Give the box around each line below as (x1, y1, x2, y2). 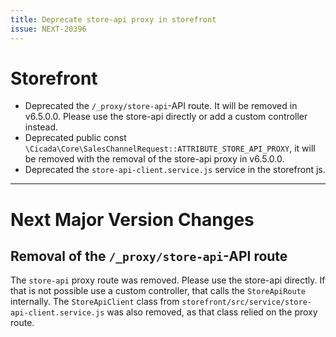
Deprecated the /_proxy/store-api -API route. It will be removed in (24, 100, 298, 112)
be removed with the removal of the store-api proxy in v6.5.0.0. (24, 153, 285, 165)
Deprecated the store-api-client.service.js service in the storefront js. (24, 164, 326, 176)
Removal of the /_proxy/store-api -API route (10, 248, 288, 265)
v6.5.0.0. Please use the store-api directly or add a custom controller (24, 111, 308, 123)
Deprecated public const (24, 132, 127, 144)
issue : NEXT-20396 (10, 24, 87, 34)
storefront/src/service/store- (181, 297, 312, 308)
